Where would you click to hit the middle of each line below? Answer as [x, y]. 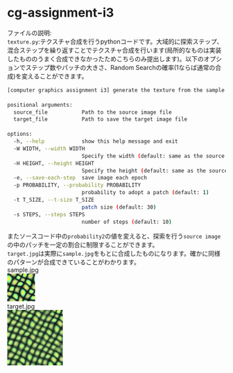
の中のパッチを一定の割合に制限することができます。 [83, 245]
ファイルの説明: [29, 33]
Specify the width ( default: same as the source [153, 156]
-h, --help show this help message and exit [96, 141]
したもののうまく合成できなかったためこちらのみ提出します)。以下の [106, 59]
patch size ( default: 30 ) [119, 207]
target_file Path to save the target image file [101, 119]
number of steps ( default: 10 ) [127, 222]
